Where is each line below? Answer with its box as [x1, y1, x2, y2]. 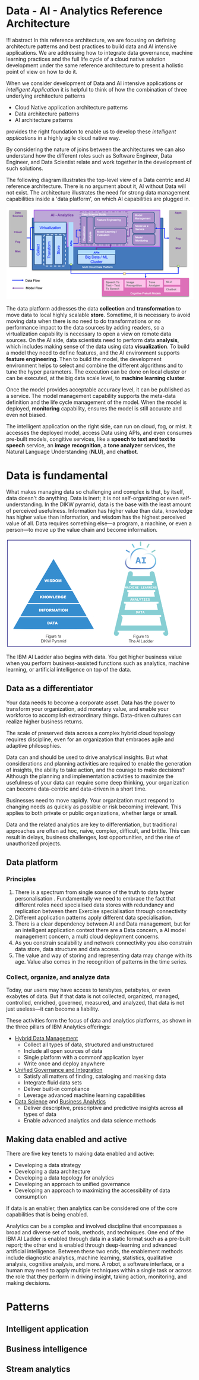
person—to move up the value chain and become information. [6, 526, 158, 534]
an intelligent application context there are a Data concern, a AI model [14, 926, 186, 933]
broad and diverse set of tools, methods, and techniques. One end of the [6, 1228, 184, 1235]
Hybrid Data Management [14, 1035, 78, 1042]
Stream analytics [6, 1364, 71, 1375]
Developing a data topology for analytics [14, 1174, 115, 1181]
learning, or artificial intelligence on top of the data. [6, 666, 132, 673]
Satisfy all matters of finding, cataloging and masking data [23, 1072, 166, 1080]
